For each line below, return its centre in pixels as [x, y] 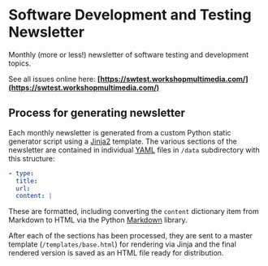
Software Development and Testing [130, 15]
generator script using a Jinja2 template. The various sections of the [123, 141]
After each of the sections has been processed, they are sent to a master [131, 236]
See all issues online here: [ [54, 79]
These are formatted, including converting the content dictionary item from [134, 212]
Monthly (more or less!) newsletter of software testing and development [129, 54]
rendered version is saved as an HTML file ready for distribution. [116, 253]
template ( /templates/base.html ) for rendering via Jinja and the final [123, 244]
